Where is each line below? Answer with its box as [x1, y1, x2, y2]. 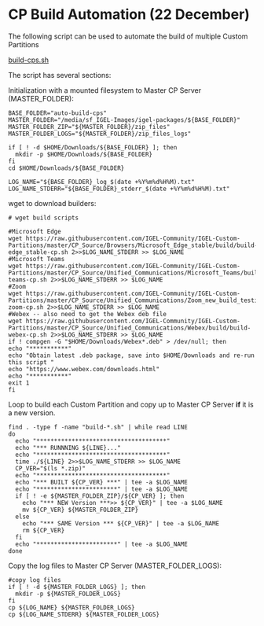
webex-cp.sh [8, 330, 47, 339]
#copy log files [8, 576, 61, 584]
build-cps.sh [8, 55, 49, 64]
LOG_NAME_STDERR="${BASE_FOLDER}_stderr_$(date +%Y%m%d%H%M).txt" [8, 185, 230, 193]
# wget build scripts [8, 214, 79, 222]
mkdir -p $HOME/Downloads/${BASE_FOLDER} [15, 150, 153, 158]
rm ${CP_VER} [22, 526, 65, 534]
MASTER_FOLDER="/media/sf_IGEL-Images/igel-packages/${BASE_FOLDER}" [8, 116, 241, 123]
